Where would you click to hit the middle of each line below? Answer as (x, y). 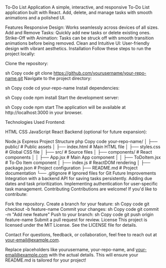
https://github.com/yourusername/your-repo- (100, 73)
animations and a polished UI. (35, 18)
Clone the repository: (27, 63)
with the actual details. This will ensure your (94, 255)
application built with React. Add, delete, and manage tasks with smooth (79, 12)
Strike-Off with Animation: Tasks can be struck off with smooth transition (80, 38)
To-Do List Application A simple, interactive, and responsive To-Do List (77, 7)
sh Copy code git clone (29, 73)
